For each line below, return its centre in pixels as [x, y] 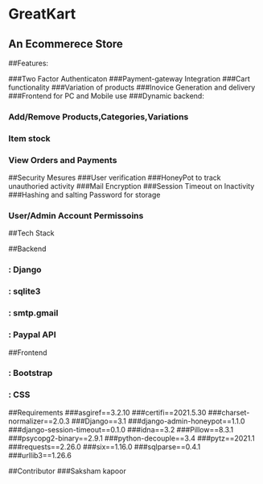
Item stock [29, 138]
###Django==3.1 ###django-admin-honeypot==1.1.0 [158, 421]
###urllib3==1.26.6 [40, 455]
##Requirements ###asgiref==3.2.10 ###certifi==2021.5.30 [107, 412]
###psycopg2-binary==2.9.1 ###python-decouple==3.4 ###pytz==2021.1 [131, 438]
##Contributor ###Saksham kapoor [67, 471]
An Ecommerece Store [66, 44]
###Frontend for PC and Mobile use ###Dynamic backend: [107, 96]
